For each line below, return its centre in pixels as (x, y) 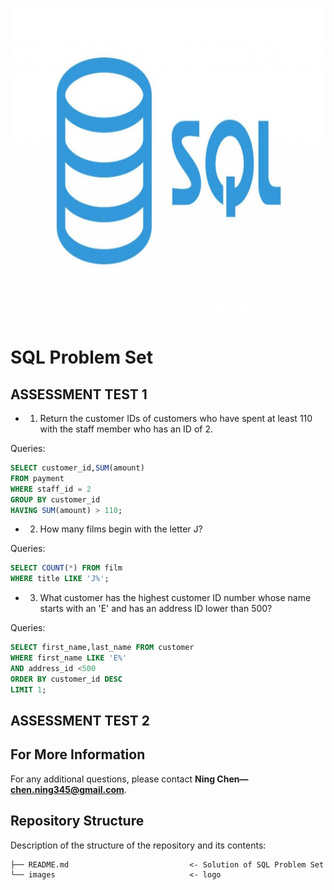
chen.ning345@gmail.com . (68, 789)
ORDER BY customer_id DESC (66, 679)
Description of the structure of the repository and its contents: (138, 845)
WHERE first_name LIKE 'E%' (69, 658)
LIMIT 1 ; (28, 689)
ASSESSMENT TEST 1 (79, 394)
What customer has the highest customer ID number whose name (175, 598)
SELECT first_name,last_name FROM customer (102, 648)
